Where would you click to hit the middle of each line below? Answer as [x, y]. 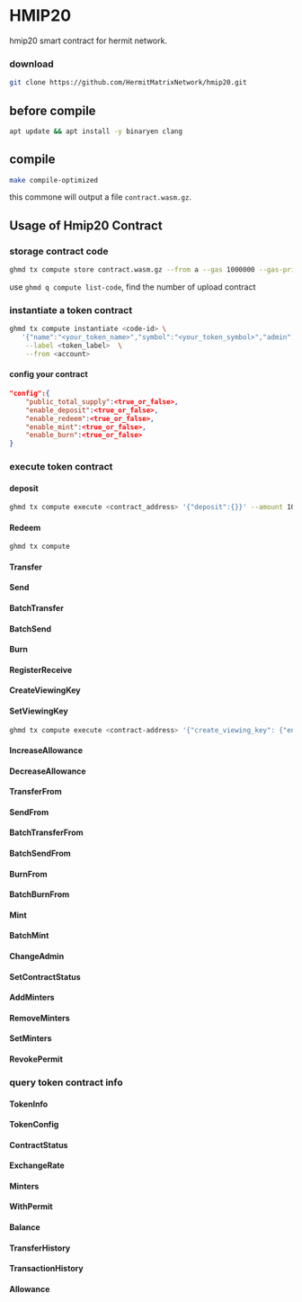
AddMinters [32, 997]
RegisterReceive [41, 669]
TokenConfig [34, 1125]
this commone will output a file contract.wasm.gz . [100, 197]
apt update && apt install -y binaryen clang [96, 131]
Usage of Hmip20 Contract [86, 225]
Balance [25, 1227]
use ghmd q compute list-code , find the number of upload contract [133, 287]
